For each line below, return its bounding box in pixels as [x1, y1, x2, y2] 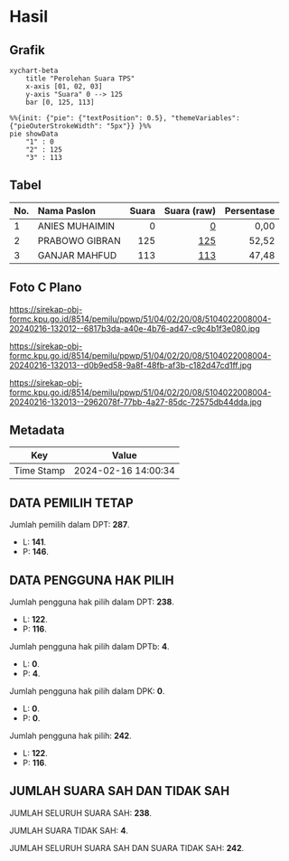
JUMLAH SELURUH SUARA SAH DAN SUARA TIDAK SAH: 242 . [9, 842, 245, 853]
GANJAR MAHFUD [37, 248, 117, 261]
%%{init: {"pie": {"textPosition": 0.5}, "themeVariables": [9, 114, 241, 123]
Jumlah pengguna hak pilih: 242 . [9, 730, 133, 742]
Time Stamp [14, 464, 66, 477]
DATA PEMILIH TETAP [9, 495, 134, 510]
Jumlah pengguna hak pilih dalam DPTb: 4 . [9, 641, 170, 652]
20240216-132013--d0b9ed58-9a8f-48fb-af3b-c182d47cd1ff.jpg [9, 360, 252, 370]
